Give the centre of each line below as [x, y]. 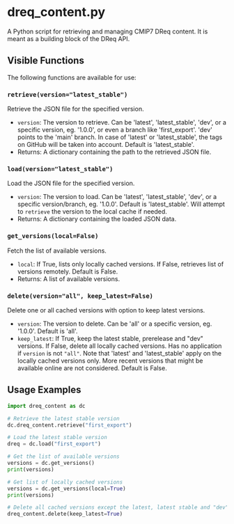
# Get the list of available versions [63, 456]
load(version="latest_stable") [60, 169]
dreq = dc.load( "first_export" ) [54, 444]
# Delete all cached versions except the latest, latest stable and [109, 508]
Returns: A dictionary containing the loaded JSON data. [97, 219]
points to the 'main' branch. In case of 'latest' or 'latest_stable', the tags [120, 137]
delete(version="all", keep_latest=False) [80, 296]
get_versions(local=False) [53, 236]
